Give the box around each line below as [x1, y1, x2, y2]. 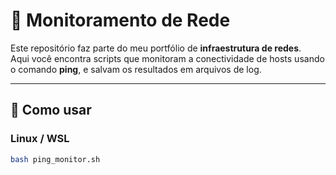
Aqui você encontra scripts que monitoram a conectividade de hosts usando [10, 52, 325, 64]
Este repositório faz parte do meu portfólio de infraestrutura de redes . [10, 42, 302, 54]
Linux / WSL [10, 132, 70, 146]
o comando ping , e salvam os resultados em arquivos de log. [10, 63, 262, 75]
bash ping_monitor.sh [10, 154, 101, 164]
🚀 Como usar [10, 102, 92, 119]
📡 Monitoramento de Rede [10, 9, 231, 32]
